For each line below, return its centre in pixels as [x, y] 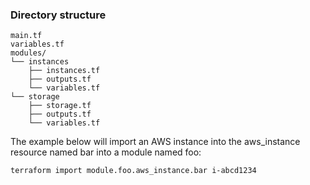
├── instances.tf [64, 71]
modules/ [28, 53]
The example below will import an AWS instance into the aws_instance [155, 142]
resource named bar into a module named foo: [106, 152]
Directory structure [58, 15]
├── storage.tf [60, 106]
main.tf [26, 36]
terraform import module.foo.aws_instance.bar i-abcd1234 [133, 171]
